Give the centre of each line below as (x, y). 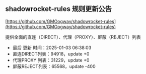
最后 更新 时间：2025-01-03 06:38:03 (52, 47)
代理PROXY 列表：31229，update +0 (51, 60)
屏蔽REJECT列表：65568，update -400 (54, 66)
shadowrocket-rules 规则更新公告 (58, 9)
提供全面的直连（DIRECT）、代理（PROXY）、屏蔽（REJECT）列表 (73, 37)
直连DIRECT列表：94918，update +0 (51, 53)
